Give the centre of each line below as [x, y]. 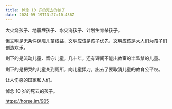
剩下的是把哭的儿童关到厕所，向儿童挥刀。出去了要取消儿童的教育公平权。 [84, 69]
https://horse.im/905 [27, 101]
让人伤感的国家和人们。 [30, 80]
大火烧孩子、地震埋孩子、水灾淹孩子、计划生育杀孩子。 [64, 30]
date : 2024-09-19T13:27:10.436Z [40, 15]
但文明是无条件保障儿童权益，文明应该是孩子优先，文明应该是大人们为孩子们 [86, 41]
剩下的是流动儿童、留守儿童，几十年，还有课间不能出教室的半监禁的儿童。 [84, 58]
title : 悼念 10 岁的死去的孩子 [35, 10]
